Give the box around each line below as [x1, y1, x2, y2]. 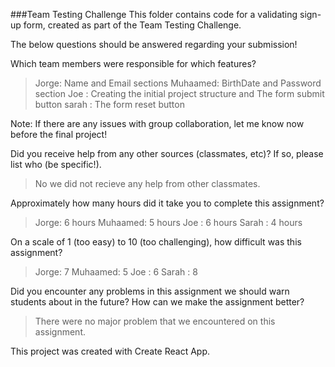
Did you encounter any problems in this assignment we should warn [10, 285, 290, 297]
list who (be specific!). [10, 159, 102, 170]
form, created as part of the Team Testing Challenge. [23, 19, 242, 31]
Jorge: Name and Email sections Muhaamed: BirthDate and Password [34, 77, 322, 89]
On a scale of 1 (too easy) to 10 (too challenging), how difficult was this [10, 236, 302, 248]
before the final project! [10, 129, 108, 140]
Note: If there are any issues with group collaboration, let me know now [10, 118, 305, 129]
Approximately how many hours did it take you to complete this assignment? [10, 197, 325, 209]
